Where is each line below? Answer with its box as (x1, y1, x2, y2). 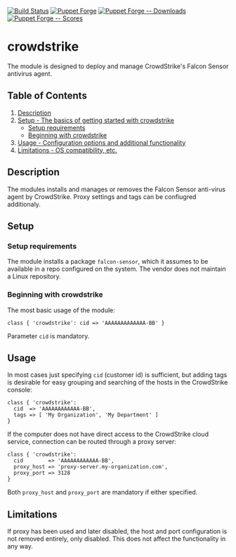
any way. (7, 542, 34, 551)
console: (7, 385, 33, 394)
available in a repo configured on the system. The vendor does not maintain (7, 264, 226, 274)
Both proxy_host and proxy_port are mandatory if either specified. (7, 488, 198, 497)
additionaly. (7, 200, 41, 208)
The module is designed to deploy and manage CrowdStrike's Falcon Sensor (7, 62, 229, 70)
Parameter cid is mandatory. (7, 331, 90, 340)
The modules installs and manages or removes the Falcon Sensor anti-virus (7, 185, 226, 193)
